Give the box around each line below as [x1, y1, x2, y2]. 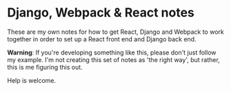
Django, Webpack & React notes [7, 5, 194, 21]
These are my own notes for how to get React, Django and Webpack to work [7, 28, 224, 36]
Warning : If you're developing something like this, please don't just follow [7, 48, 217, 57]
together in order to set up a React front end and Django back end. [7, 34, 197, 43]
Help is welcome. [7, 76, 57, 84]
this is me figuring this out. [7, 63, 83, 71]
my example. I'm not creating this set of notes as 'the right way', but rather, [7, 55, 221, 63]
